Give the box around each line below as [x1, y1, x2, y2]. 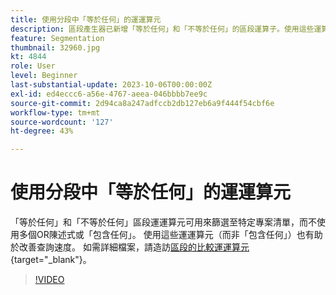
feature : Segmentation [10, 33, 105, 43]
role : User [10, 61, 56, 71]
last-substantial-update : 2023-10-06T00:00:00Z [10, 80, 213, 90]
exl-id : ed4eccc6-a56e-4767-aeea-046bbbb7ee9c [10, 89, 208, 99]
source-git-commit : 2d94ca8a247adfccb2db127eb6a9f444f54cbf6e [10, 98, 275, 108]
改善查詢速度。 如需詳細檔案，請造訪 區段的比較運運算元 [18, 241, 250, 253]
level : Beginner [10, 71, 78, 81]
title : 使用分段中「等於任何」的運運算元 [10, 14, 162, 25]
